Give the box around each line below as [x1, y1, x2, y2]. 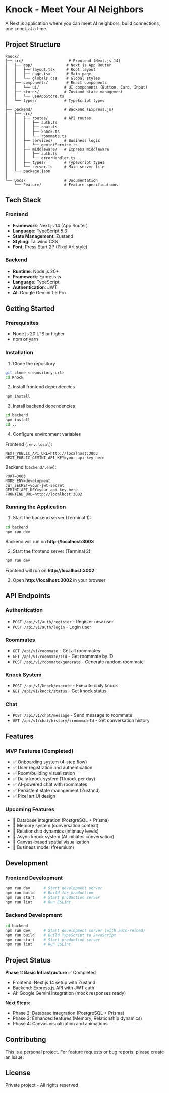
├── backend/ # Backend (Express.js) [5, 107, 114, 112]
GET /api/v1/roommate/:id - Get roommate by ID [12, 653, 114, 659]
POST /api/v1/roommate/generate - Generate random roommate [12, 659, 144, 665]
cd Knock [5, 375, 24, 380]
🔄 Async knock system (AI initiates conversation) [12, 834, 115, 840]
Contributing [5, 1035, 46, 1044]
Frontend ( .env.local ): [5, 441, 52, 447]
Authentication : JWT [12, 284, 58, 290]
